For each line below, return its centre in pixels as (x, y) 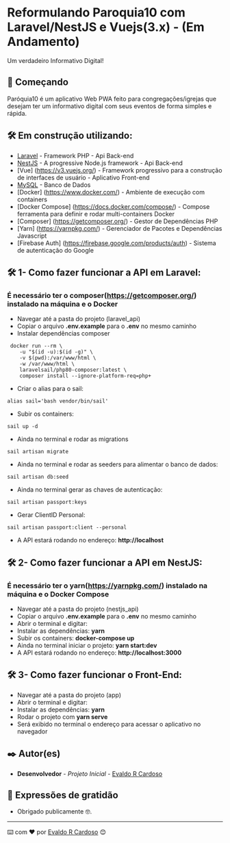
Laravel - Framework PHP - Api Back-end (75, 155)
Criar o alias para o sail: (50, 389)
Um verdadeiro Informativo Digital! (55, 60)
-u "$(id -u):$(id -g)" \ (56, 352)
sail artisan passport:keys (47, 502)
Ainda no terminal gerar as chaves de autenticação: (90, 490)
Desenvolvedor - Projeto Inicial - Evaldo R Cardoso (90, 773)
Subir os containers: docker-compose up (76, 638)
